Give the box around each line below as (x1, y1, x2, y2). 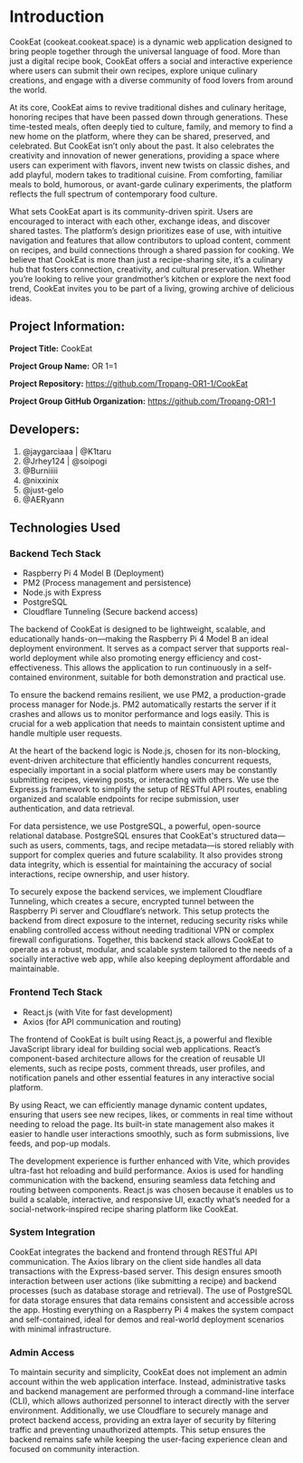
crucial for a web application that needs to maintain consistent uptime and (9, 718, 286, 730)
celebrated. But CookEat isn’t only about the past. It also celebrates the (9, 140, 275, 151)
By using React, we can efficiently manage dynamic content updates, (9, 1099, 268, 1110)
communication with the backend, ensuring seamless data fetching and (9, 1174, 276, 1185)
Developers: (9, 422, 80, 437)
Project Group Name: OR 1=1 (9, 360, 118, 371)
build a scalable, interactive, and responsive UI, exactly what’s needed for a (9, 1193, 291, 1205)
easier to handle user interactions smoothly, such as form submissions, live (9, 1128, 289, 1139)
